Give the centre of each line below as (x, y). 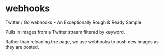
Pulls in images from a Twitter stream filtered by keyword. (65, 32)
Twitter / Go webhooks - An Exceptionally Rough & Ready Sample (73, 22)
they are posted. (22, 47)
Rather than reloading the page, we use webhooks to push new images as (82, 42)
